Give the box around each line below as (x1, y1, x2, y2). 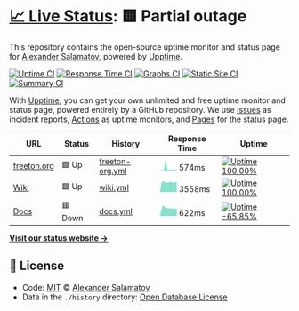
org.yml (99, 165, 127, 176)
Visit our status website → (9, 232, 109, 243)
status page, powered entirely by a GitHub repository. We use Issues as (9, 104, 271, 115)
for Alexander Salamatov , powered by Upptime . (9, 51, 182, 61)
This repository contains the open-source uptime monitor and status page (9, 41, 280, 52)
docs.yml (99, 206, 133, 217)
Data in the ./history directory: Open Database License (21, 291, 228, 302)
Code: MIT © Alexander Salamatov (21, 282, 150, 292)
